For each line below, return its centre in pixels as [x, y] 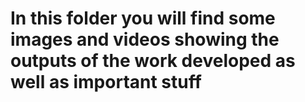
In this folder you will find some [143, 18]
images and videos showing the [145, 39]
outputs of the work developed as [153, 61]
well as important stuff [106, 82]
